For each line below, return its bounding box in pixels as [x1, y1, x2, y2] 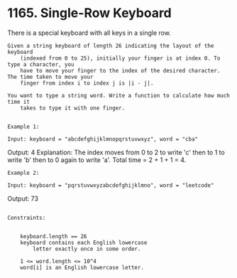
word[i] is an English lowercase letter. [20, 264, 144, 271]
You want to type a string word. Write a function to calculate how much [7, 92, 231, 99]
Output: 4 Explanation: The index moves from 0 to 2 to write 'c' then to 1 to [7, 148, 225, 156]
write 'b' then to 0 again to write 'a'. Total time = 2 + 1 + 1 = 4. [7, 155, 187, 164]
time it [7, 98, 31, 105]
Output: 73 [7, 194, 39, 203]
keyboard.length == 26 [20, 232, 87, 240]
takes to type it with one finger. [20, 105, 126, 112]
